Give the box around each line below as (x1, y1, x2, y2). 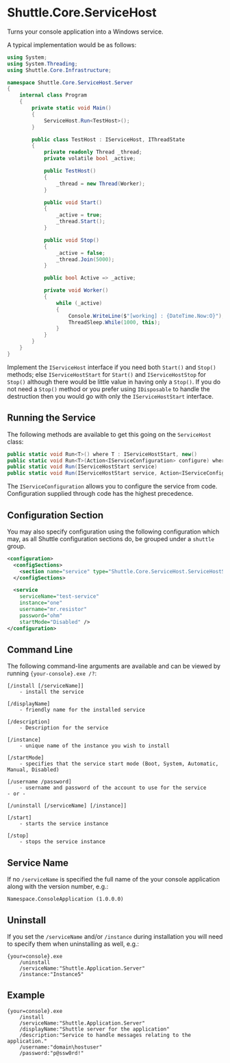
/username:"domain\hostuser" (19, 1043, 103, 1051)
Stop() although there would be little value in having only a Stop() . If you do (7, 377, 221, 386)
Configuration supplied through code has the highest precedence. (7, 490, 194, 498)
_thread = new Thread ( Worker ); (55, 180, 146, 187)
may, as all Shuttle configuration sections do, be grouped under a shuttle (7, 534, 214, 542)
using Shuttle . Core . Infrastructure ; (7, 66, 112, 73)
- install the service (19, 688, 84, 696)
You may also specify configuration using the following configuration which (7, 527, 220, 536)
